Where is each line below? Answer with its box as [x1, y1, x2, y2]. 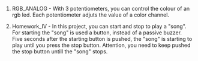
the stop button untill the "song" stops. [11, 48, 108, 55]
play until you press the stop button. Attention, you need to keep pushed [11, 41, 191, 49]
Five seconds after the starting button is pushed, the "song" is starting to [11, 36, 193, 42]
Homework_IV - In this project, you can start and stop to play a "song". [11, 23, 187, 30]
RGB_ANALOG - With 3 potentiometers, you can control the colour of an [11, 5, 190, 12]
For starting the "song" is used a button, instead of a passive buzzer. [11, 29, 182, 36]
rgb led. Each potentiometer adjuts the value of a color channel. [11, 11, 170, 18]
